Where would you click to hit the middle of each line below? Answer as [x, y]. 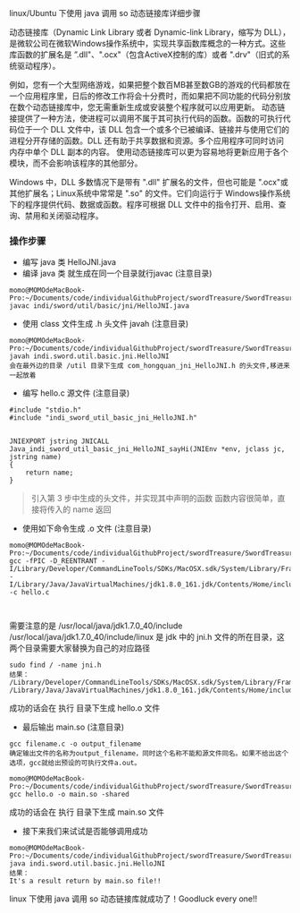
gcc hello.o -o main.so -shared [69, 795]
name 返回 [92, 509]
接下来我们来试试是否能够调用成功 [85, 832]
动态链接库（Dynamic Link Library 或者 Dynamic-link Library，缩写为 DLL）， [150, 32]
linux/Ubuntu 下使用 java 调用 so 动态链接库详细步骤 [105, 13]
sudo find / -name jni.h [55, 665]
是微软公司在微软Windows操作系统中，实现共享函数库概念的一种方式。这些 [148, 43]
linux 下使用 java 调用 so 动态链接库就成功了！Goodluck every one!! [133, 899]
